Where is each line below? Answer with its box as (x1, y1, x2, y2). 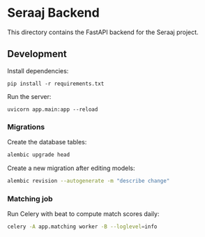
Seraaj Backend (7, 5, 100, 21)
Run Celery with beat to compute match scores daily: (7, 210, 160, 218)
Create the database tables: (7, 138, 87, 146)
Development (7, 48, 68, 60)
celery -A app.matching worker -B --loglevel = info (7, 223, 158, 231)
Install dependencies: (7, 66, 69, 75)
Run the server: (7, 92, 52, 100)
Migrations (7, 122, 45, 132)
